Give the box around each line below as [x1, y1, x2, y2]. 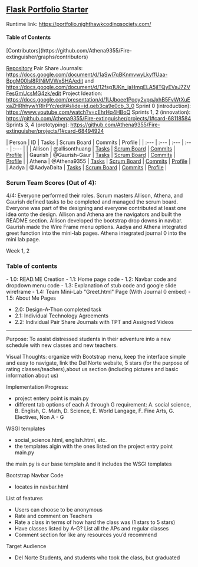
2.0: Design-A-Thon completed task [14, 306, 102, 313]
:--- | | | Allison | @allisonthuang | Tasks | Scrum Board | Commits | [12, 145, 176, 152]
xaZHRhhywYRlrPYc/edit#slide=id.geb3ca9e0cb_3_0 [6, 103, 135, 110]
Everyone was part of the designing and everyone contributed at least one [6, 205, 187, 212]
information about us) [6, 372, 59, 379]
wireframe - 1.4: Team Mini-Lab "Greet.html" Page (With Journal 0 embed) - [6, 288, 191, 295]
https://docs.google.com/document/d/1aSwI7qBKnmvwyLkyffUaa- [6, 71, 168, 78]
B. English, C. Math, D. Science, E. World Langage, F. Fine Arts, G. [14, 407, 175, 414]
